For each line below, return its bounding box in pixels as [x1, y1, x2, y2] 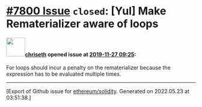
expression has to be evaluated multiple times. [6, 70, 121, 78]
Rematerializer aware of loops [6, 17, 159, 31]
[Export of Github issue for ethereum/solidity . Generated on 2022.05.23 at [6, 88, 190, 95]
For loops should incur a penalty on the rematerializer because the [6, 64, 171, 72]
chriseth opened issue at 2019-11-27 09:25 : [25, 50, 136, 58]
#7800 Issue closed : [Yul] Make [6, 4, 167, 18]
